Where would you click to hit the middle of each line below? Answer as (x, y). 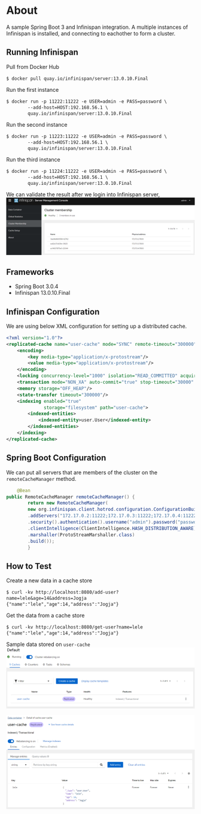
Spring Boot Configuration (56, 458)
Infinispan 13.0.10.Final (42, 293)
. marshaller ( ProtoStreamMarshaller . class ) (81, 535)
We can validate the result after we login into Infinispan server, (83, 194)
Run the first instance (33, 89)
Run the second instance (37, 124)
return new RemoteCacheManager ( (68, 503)
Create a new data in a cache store (49, 580)
